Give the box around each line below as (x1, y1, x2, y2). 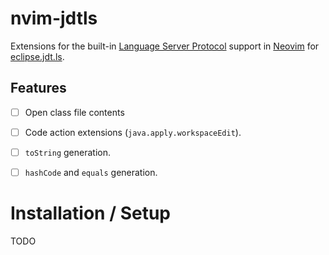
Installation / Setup (10, 202, 171, 225)
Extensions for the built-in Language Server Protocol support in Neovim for (10, 40, 320, 52)
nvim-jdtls (10, 7, 98, 30)
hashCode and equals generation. (24, 166, 158, 178)
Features (10, 80, 67, 97)
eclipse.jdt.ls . (10, 50, 65, 62)
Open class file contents (24, 106, 125, 118)
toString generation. (24, 146, 111, 158)
